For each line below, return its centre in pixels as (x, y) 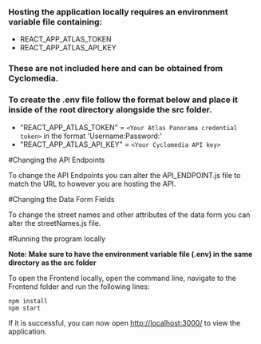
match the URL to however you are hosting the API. (92, 184)
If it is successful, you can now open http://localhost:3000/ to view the (125, 322)
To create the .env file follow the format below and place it (123, 100)
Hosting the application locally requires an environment (119, 12)
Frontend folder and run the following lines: (79, 287)
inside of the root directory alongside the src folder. (111, 110)
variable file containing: (55, 22)
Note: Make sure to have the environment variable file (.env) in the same (130, 254)
